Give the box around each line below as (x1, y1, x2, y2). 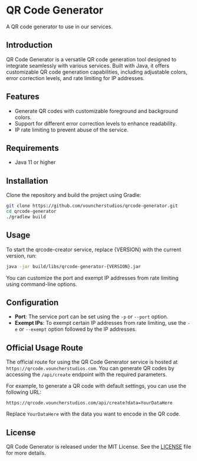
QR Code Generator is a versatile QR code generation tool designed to (6, 55, 177, 62)
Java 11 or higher (14, 159, 56, 166)
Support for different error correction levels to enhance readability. (14, 120, 177, 127)
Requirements (6, 143, 59, 153)
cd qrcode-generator (6, 209, 57, 215)
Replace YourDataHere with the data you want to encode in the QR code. (6, 410, 181, 417)
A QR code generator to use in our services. (6, 23, 113, 30)
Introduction (6, 40, 53, 50)
